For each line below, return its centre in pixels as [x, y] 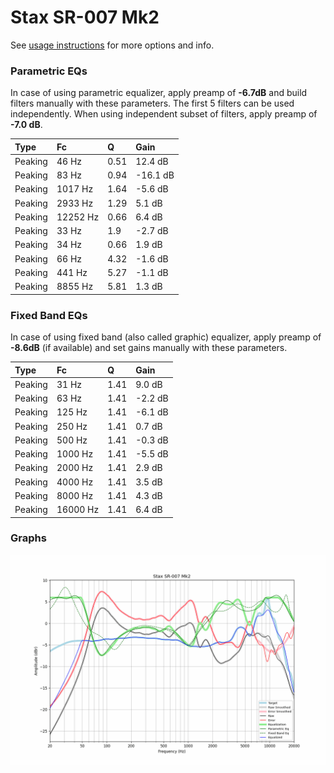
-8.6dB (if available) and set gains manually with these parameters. [149, 348]
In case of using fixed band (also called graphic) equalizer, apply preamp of [166, 337]
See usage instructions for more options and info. [112, 45]
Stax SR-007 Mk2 [85, 17]
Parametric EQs [49, 71]
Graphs [28, 538]
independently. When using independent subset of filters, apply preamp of [164, 114]
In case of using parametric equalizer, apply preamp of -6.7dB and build [159, 93]
